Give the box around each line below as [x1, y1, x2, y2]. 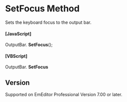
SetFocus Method [5, 3, 80, 14]
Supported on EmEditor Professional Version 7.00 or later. [5, 92, 123, 98]
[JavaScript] [5, 31, 31, 37]
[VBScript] [5, 53, 28, 59]
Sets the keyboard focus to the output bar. [5, 19, 92, 25]
